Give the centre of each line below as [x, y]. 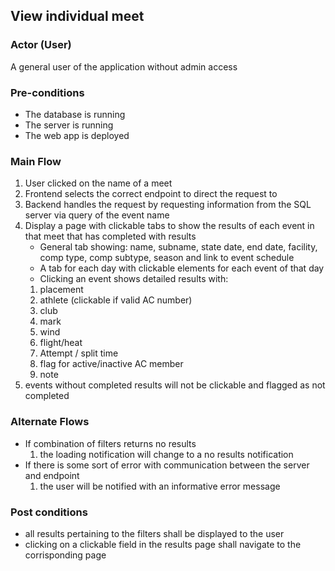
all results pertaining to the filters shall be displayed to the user [154, 533]
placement [61, 290]
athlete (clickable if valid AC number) [116, 300]
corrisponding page [65, 555]
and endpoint [52, 475]
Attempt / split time [79, 353]
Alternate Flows [50, 422]
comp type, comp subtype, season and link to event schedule [167, 258]
